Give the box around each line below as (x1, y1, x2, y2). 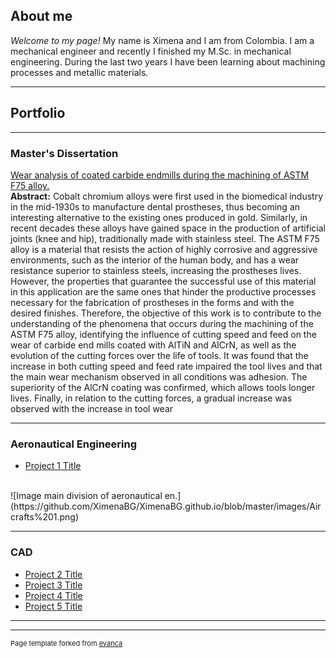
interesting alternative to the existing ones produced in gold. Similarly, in (10, 211, 308, 223)
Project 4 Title (24, 589, 83, 601)
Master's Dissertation (10, 146, 119, 160)
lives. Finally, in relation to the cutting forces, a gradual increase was (10, 392, 293, 404)
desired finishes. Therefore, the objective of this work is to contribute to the (10, 307, 322, 319)
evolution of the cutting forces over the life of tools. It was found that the (10, 349, 309, 361)
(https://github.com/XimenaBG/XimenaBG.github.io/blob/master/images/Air (10, 500, 322, 513)
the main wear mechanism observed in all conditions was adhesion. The (10, 370, 308, 383)
